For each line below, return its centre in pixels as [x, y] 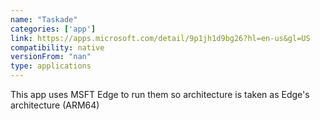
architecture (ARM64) [55, 105]
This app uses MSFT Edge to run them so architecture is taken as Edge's [160, 94]
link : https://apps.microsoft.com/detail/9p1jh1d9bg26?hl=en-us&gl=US [160, 38]
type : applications [51, 66]
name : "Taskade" [44, 19]
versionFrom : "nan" [51, 57]
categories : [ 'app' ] [53, 29]
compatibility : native [57, 47]
